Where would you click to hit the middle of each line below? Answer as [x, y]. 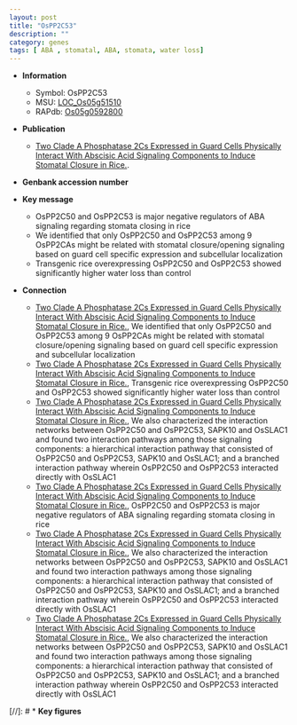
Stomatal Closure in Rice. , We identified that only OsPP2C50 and [153, 327]
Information [44, 75]
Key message [47, 200]
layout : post [33, 17]
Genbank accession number [75, 182]
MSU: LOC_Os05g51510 [78, 102]
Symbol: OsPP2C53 [71, 93]
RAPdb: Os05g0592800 [79, 112]
